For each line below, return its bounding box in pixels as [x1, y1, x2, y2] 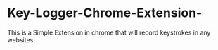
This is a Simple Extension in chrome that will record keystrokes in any [7, 28, 211, 37]
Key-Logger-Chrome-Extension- [7, 5, 203, 21]
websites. [7, 35, 35, 44]
